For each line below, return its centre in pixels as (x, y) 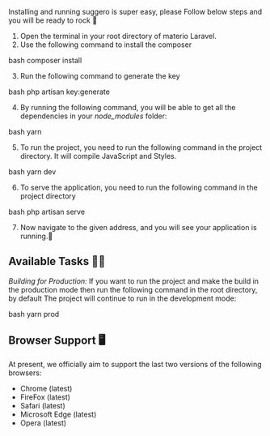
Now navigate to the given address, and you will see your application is (138, 227)
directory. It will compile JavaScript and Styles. (98, 156)
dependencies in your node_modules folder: (93, 116)
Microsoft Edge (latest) (58, 414)
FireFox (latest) (45, 397)
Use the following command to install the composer (106, 45)
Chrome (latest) (46, 388)
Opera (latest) (43, 423)
